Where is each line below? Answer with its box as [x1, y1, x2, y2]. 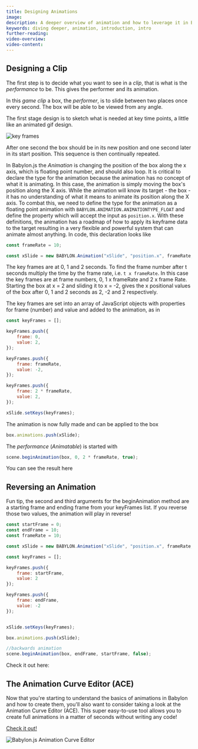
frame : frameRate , [16, 361, 62, 367]
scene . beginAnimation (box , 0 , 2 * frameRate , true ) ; [6, 454, 138, 460]
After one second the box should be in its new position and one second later [6, 144, 192, 151]
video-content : [6, 42, 44, 48]
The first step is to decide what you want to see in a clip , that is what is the [6, 79, 187, 86]
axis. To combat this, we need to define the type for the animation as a [6, 199, 177, 206]
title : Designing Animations [6, 8, 78, 15]
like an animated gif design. [6, 121, 73, 128]
